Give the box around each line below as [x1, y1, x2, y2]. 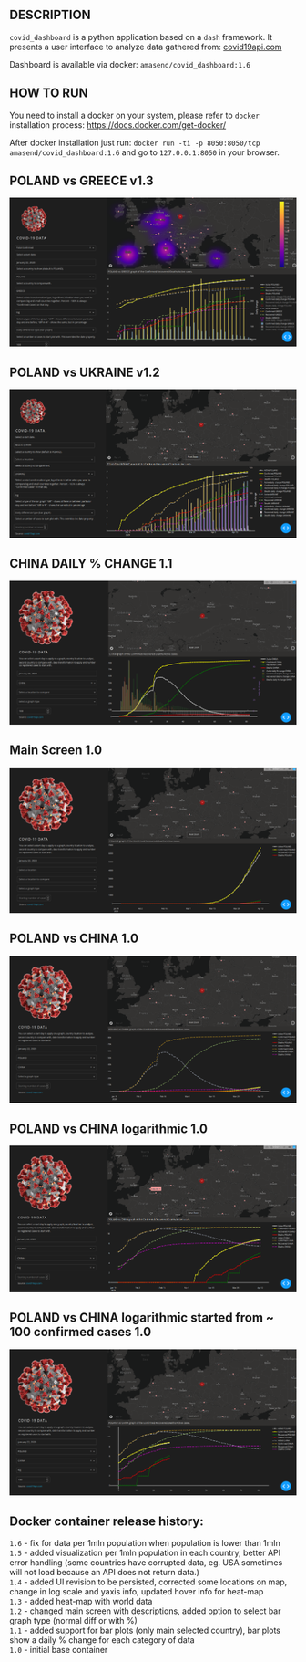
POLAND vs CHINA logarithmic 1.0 [9, 1121, 208, 1136]
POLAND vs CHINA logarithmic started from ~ [9, 1310, 275, 1326]
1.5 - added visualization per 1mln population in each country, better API [9, 1547, 281, 1559]
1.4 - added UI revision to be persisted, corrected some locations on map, [9, 1576, 288, 1587]
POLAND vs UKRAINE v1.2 [9, 364, 161, 380]
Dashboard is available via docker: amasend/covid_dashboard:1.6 [9, 58, 250, 69]
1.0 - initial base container [9, 1645, 108, 1656]
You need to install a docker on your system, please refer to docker [9, 110, 260, 120]
